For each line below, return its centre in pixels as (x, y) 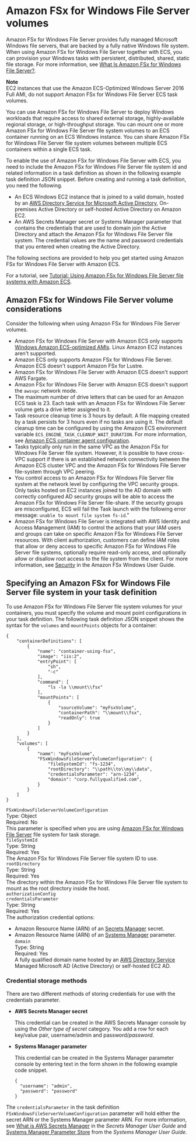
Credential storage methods (47, 981)
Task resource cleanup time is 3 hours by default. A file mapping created (102, 415)
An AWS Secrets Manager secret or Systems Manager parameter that (98, 221)
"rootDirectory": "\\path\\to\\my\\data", (100, 769)
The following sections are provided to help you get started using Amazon (95, 258)
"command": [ (53, 682)
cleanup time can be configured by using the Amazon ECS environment (100, 428)
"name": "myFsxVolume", (66, 753)
